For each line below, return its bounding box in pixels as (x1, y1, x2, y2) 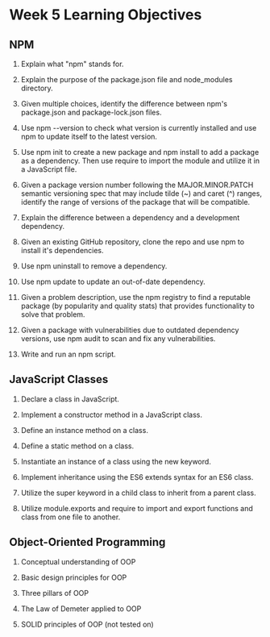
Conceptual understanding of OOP (20, 556, 136, 566)
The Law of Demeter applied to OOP (20, 603, 142, 614)
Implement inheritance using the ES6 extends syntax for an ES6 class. (20, 472, 254, 481)
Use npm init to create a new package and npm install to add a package (20, 148, 260, 156)
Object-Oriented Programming (9, 535, 166, 549)
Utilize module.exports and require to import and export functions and (20, 503, 253, 513)
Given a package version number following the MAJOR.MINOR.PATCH (20, 180, 254, 189)
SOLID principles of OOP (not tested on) (20, 619, 154, 629)
